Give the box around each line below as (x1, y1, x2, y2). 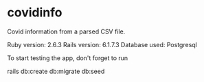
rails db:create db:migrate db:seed (7, 67, 105, 75)
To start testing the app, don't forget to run (7, 53, 128, 62)
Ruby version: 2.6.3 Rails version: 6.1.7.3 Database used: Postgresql (7, 40, 197, 49)
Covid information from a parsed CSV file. (7, 27, 126, 36)
